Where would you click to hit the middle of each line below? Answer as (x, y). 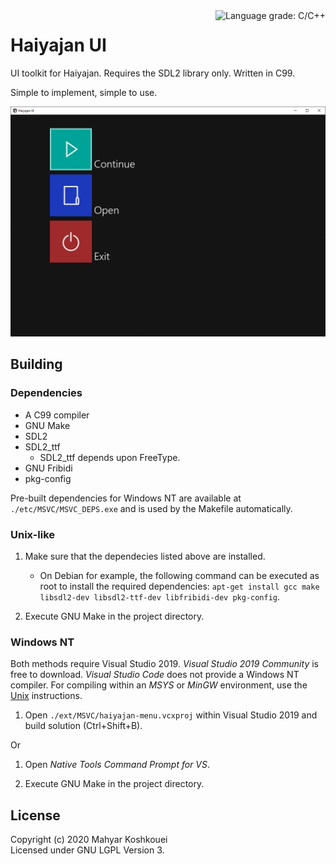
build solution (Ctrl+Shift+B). (83, 726)
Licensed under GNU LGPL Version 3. (87, 850)
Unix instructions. (46, 696)
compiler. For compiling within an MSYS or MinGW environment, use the (159, 685)
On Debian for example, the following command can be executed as (179, 576)
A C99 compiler (57, 415)
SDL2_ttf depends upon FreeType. (110, 457)
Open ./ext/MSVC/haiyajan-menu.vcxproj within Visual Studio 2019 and (171, 715)
